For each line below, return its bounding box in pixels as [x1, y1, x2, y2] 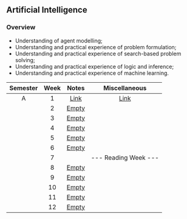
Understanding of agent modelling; [15, 36, 103, 44]
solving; [15, 56, 35, 63]
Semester [9, 83, 38, 92]
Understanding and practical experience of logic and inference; [15, 63, 174, 70]
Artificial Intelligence [6, 5, 87, 15]
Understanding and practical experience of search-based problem [15, 50, 182, 57]
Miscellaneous [103, 83, 147, 92]
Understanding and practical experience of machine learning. [15, 69, 169, 77]
